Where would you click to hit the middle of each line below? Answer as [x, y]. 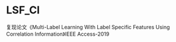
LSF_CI [23, 10]
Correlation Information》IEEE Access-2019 [58, 34]
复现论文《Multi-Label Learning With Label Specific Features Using [88, 27]
